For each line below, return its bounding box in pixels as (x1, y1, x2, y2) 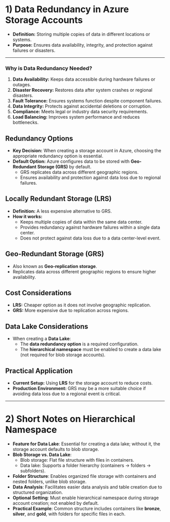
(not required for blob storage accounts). (20, 352, 106, 358)
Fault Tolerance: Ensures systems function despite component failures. (12, 98, 162, 104)
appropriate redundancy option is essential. (12, 153, 104, 159)
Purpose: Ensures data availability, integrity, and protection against (12, 42, 153, 48)
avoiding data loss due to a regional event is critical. (12, 391, 121, 397)
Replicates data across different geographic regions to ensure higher (12, 268, 156, 274)
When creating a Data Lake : (12, 336, 71, 342)
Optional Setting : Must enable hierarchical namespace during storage (12, 495, 159, 501)
